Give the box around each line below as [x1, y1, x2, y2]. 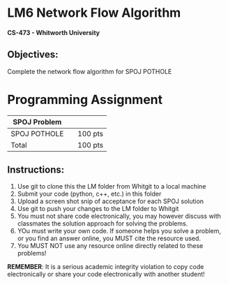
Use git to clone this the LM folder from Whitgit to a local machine [17, 182, 206, 191]
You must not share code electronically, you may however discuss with [17, 212, 222, 221]
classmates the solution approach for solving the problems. [17, 219, 188, 228]
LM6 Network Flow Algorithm [7, 5, 181, 21]
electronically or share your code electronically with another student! [7, 270, 206, 279]
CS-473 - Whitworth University [7, 28, 100, 36]
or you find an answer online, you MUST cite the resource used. [17, 234, 201, 242]
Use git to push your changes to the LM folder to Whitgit [17, 205, 179, 213]
